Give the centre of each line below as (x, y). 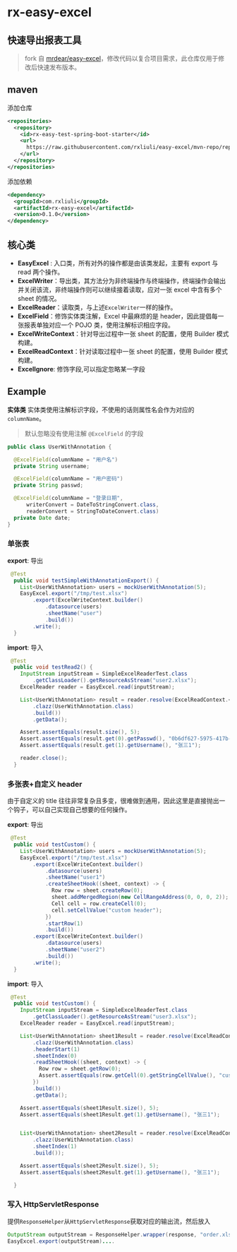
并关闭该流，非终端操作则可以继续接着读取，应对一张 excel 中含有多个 (120, 290)
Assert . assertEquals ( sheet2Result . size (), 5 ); (90, 1166)
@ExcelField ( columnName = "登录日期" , (68, 499)
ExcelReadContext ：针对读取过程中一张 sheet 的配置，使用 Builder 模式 (122, 351)
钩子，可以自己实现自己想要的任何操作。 (72, 810)
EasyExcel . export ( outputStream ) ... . (61, 1241)
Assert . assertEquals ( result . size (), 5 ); (80, 732)
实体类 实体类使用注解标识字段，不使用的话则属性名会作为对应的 (101, 410)
